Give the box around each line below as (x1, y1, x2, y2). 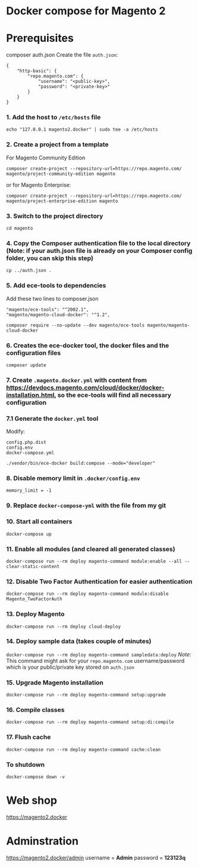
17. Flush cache (6, 733, 51, 741)
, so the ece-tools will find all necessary (54, 391, 171, 399)
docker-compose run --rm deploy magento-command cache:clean (6, 746, 161, 752)
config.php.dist (6, 440, 46, 446)
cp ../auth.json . (6, 267, 52, 274)
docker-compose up (6, 531, 52, 537)
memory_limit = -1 (6, 488, 52, 493)
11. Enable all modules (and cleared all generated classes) (6, 545, 175, 553)
